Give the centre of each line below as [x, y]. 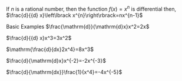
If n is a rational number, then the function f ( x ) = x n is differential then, [91, 9]
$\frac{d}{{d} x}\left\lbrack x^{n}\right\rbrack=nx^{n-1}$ [75, 15]
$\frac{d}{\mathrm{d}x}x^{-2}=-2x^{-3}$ [56, 60]
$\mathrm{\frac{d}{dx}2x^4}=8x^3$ [50, 49]
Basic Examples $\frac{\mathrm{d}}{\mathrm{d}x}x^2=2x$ [78, 26]
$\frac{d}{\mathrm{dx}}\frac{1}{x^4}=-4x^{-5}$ [64, 72]
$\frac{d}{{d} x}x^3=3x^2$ [39, 38]
